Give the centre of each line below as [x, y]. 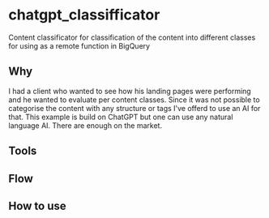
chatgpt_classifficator [84, 15]
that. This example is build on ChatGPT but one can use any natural [121, 117]
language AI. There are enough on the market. [85, 125]
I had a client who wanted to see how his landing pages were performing [130, 91]
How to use [37, 205]
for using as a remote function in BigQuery [79, 45]
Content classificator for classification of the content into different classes [132, 37]
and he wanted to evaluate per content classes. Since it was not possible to [134, 100]
